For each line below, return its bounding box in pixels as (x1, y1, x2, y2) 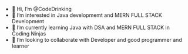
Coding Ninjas (11, 30, 46, 37)
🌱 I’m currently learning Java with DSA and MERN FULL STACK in (11, 24, 170, 31)
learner (11, 42, 29, 49)
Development (11, 18, 45, 24)
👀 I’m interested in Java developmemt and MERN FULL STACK (11, 12, 163, 19)
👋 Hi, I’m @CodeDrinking (11, 6, 72, 12)
